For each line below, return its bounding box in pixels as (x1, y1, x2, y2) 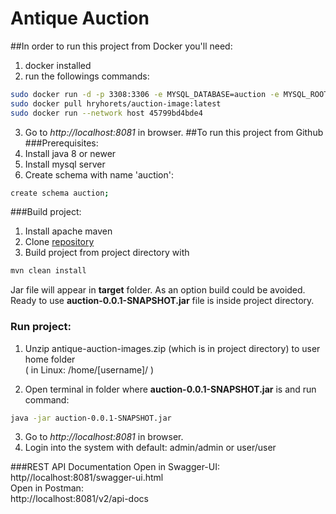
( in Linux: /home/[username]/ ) (24, 363, 155, 376)
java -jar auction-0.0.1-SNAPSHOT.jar (10, 413, 172, 423)
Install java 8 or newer (24, 147, 117, 159)
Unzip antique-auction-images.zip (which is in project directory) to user (24, 342, 321, 354)
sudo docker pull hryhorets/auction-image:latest (10, 98, 222, 109)
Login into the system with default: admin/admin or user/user (24, 442, 277, 454)
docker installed (24, 59, 92, 71)
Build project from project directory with (24, 247, 190, 259)
